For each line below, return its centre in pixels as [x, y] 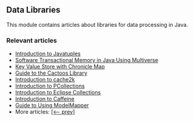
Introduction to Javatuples [48, 54]
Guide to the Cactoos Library [51, 73]
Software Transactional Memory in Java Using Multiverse [87, 60]
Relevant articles [32, 40]
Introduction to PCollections [50, 86]
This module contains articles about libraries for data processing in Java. [97, 24]
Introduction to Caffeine [45, 99]
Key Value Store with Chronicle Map [60, 67]
